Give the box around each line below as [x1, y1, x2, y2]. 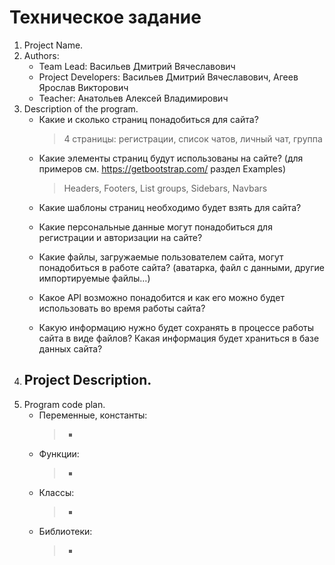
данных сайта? [38, 342, 103, 355]
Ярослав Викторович [38, 81, 129, 93]
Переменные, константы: [38, 409, 148, 421]
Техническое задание [9, 6, 202, 29]
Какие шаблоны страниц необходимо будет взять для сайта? [38, 201, 302, 213]
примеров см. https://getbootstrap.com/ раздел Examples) [38, 162, 287, 175]
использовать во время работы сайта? [38, 302, 206, 314]
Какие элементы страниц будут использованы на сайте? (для [38, 152, 304, 164]
